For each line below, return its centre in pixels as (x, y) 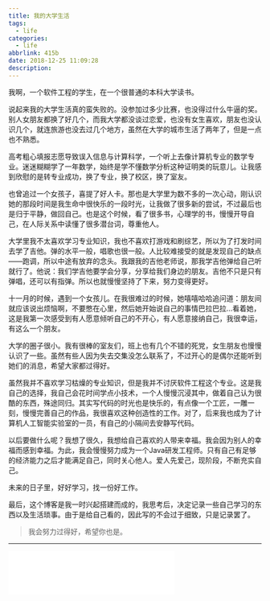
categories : (28, 38)
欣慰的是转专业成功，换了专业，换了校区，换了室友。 (103, 176)
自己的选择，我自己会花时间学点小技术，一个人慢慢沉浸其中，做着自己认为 (131, 393)
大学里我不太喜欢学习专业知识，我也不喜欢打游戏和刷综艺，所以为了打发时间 (135, 241)
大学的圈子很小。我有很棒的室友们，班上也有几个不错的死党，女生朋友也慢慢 (135, 345)
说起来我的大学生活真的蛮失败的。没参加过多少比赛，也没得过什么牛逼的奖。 (135, 109)
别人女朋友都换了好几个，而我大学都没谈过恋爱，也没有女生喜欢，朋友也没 (131, 119)
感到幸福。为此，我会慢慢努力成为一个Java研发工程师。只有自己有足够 (139, 450)
